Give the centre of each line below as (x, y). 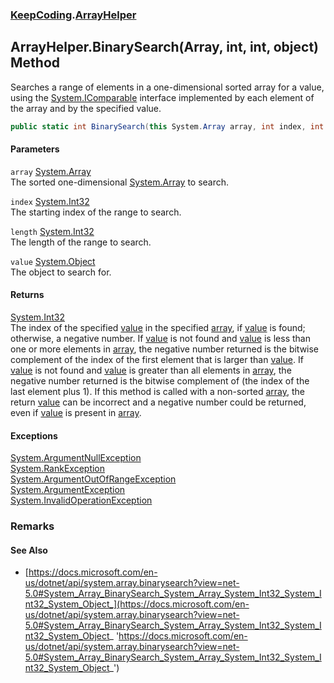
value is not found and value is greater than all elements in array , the (151, 370)
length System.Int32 (52, 231)
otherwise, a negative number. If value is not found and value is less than (160, 339)
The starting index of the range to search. (96, 212)
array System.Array (51, 171)
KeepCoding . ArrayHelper (73, 15)
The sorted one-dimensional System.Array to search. (120, 182)
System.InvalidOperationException (81, 500)
